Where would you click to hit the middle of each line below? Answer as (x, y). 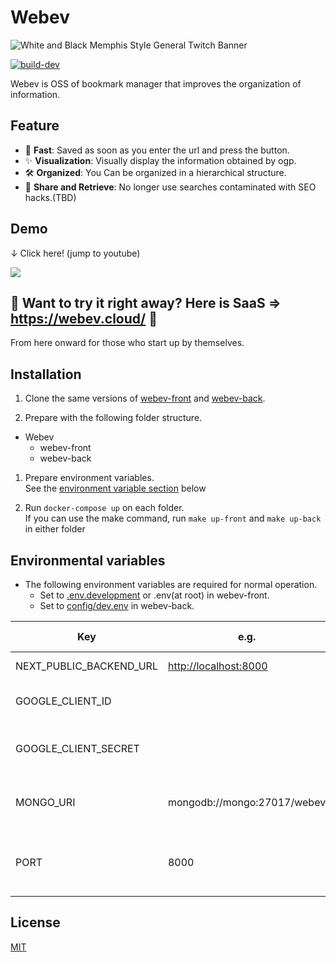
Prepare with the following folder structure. (113, 418)
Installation (46, 374)
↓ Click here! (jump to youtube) (75, 253)
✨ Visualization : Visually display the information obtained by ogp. (160, 160)
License (35, 922)
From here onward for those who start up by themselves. (127, 343)
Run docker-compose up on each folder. (104, 508)
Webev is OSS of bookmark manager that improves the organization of (156, 83)
